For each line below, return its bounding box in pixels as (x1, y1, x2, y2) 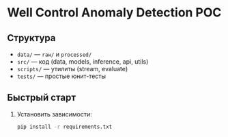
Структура (7, 32, 56, 44)
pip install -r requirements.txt (16, 123, 113, 130)
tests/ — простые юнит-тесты (16, 72, 106, 80)
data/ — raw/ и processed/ (16, 50, 92, 58)
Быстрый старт (7, 92, 76, 103)
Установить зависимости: (16, 110, 92, 118)
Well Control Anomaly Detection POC (7, 5, 222, 21)
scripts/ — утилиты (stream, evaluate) (16, 65, 128, 73)
